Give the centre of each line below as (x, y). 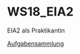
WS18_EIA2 (40, 12)
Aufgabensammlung (36, 43)
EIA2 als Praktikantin (36, 30)
